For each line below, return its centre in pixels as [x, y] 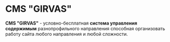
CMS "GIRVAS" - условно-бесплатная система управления [71, 23]
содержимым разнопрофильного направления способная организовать [85, 28]
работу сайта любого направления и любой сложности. [67, 34]
